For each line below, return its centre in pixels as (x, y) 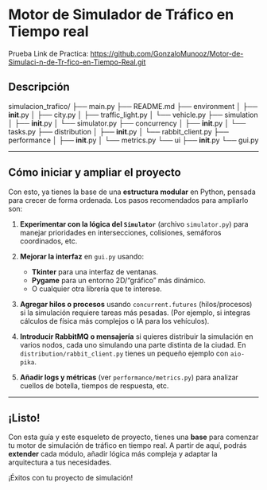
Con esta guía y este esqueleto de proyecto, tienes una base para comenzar (133, 437)
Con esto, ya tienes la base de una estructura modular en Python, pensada (132, 192)
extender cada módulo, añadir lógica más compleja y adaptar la (113, 454)
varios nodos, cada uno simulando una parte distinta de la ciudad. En (133, 344)
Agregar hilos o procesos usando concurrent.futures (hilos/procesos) (136, 304)
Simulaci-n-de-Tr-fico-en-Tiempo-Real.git (77, 62)
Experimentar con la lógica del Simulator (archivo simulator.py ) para (134, 224)
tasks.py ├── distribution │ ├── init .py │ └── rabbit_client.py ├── (118, 131)
